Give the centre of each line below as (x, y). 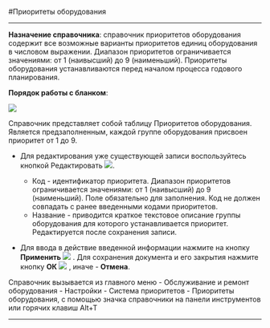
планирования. (34, 77)
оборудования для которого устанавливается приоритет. (130, 223)
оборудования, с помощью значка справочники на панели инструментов (135, 299)
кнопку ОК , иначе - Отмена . (75, 267)
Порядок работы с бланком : (58, 93)
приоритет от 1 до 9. (43, 140)
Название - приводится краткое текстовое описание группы (136, 215)
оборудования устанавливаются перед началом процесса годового (125, 69)
